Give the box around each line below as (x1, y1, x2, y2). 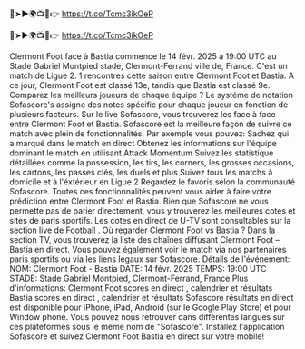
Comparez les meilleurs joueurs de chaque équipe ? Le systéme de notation (9, 90, 293, 100)
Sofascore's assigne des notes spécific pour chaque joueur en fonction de (9, 99, 289, 110)
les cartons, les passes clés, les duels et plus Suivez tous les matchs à (9, 167, 273, 177)
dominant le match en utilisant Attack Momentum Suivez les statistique (9, 147, 274, 158)
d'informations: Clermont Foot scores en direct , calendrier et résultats (9, 283, 273, 294)
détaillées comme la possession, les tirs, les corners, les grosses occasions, (9, 157, 295, 167)
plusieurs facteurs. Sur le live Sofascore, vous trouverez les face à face (9, 109, 276, 119)
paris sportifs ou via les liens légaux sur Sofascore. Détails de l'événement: (9, 254, 290, 264)
